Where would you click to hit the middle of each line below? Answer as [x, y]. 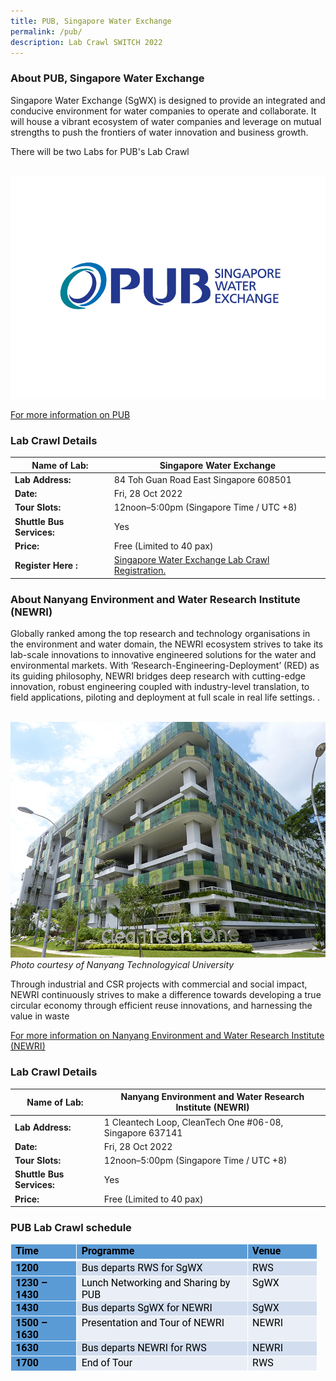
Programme [108, 1251]
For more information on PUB [70, 414]
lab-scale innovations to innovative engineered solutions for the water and [163, 654]
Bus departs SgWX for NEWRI [147, 1308]
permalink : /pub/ [46, 31]
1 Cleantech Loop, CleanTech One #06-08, [193, 1122]
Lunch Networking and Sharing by [156, 1283]
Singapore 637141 [143, 1132]
